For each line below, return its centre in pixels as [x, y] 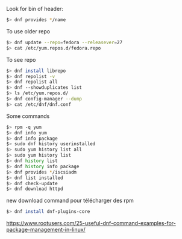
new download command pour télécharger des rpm [70, 201]
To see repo [21, 59]
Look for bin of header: [35, 9]
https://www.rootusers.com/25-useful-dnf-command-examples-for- [91, 223]
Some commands [28, 116]
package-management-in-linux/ [46, 230]
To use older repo [28, 31]
